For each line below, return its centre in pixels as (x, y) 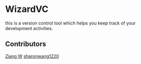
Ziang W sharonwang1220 (32, 56)
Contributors (26, 44)
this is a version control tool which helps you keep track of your (70, 23)
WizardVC (27, 9)
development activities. (29, 28)
